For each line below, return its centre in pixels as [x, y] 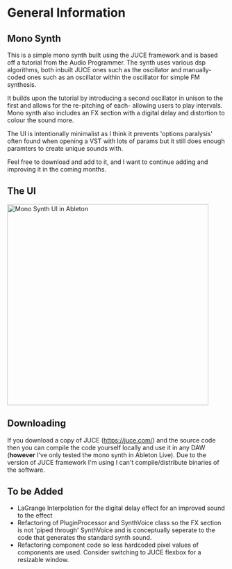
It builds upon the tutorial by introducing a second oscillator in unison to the [115, 98]
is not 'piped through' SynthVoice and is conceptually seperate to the [116, 530]
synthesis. [22, 84]
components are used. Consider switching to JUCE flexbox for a [109, 552]
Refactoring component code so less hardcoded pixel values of [108, 545]
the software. [26, 470]
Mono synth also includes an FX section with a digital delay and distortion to [116, 113]
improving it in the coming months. [57, 169]
